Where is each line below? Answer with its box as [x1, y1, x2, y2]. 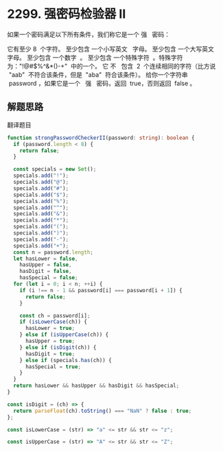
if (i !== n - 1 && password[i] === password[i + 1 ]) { [19, 287, 183, 294]
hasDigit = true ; [25, 350, 75, 357]
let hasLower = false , [13, 255, 78, 262]
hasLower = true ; [25, 325, 75, 332]
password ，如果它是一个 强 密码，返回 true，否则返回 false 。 [8, 79, 196, 87]
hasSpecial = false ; [19, 274, 78, 281]
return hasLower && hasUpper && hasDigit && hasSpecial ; [13, 382, 180, 390]
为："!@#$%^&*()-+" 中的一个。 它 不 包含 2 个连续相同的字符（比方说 [7, 62, 216, 70]
